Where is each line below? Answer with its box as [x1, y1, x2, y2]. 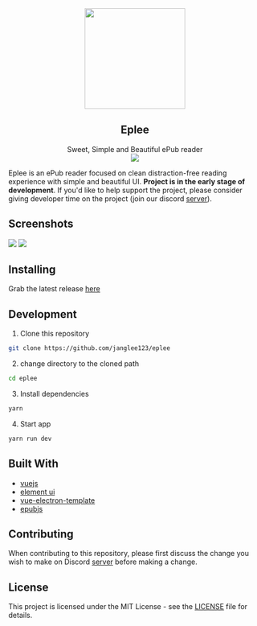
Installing [8, 263, 56, 277]
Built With [8, 457, 59, 471]
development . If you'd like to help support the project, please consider [8, 185, 243, 195]
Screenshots [8, 217, 74, 231]
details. [8, 611, 33, 620]
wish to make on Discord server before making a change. [8, 557, 198, 566]
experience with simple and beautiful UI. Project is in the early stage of [8, 176, 246, 186]
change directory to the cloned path [19, 359, 140, 369]
